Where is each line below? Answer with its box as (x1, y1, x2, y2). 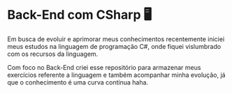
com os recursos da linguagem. (7, 50, 99, 58)
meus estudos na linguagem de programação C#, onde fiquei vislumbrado (7, 42, 222, 50)
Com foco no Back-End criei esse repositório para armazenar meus (7, 63, 201, 71)
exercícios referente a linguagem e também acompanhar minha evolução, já (7, 71, 226, 79)
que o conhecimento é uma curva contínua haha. (7, 78, 149, 86)
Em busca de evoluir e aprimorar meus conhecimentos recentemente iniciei (7, 34, 225, 43)
